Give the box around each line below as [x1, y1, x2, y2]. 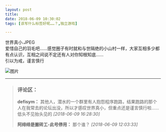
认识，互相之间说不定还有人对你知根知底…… [13, 52, 104, 58]
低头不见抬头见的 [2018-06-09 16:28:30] [17, 111, 100, 117]
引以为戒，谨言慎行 [5, 58, 44, 64]
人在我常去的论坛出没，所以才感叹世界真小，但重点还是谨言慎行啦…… [17, 104, 159, 111]
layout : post [5, 7, 32, 12]
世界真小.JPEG [5, 39, 35, 45]
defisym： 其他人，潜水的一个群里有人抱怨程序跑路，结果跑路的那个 [17, 99, 157, 104]
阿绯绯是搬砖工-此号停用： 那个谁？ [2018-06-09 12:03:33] [17, 121, 138, 127]
